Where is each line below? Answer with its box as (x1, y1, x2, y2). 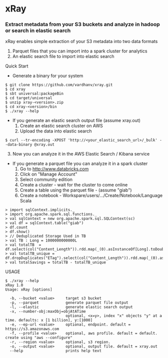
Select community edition (19, 176, 73, 182)
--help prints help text (9, 348, 101, 353)
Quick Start (5, 63, 28, 69)
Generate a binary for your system (12, 73, 83, 79)
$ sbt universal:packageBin (5, 91, 64, 96)
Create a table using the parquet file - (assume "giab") (19, 187, 132, 193)
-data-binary (5, 142, 32, 147)
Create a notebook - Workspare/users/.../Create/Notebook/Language (19, 192, 163, 198)
